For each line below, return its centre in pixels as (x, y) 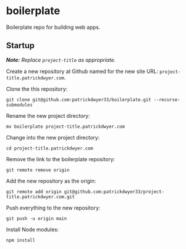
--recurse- (167, 99)
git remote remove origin (38, 170)
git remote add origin (34, 192)
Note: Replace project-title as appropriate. (61, 59)
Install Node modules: (32, 229)
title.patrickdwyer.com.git (41, 197)
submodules (19, 105)
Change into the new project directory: (53, 137)
